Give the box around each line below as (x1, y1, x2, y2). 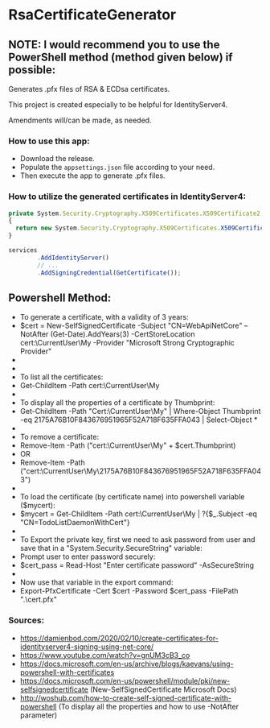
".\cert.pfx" (19, 594, 58, 605)
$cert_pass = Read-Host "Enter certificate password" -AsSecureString (19, 560, 255, 570)
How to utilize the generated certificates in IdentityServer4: (8, 191, 247, 202)
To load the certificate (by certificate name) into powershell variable (19, 492, 245, 502)
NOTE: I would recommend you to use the (8, 38, 220, 52)
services (8, 246, 38, 254)
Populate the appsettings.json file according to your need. (19, 163, 215, 172)
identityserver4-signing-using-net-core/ (19, 642, 154, 651)
